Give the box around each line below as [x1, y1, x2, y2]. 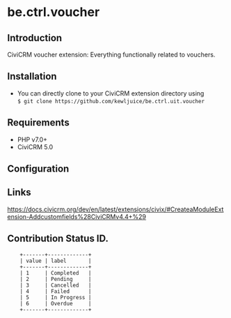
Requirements [7, 116, 70, 129]
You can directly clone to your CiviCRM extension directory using [17, 89, 205, 98]
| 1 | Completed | [19, 269, 92, 276]
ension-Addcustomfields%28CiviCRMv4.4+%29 [7, 212, 147, 220]
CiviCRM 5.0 [17, 142, 54, 151]
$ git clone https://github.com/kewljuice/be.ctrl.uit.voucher [17, 98, 205, 105]
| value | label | [19, 257, 92, 264]
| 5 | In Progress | [19, 294, 92, 301]
